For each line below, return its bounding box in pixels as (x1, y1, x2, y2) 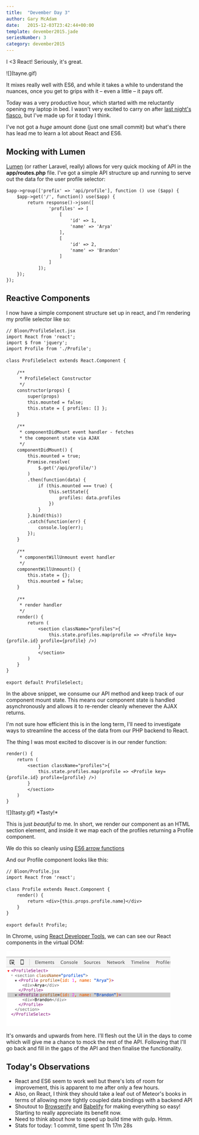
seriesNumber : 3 (6, 35, 46, 41)
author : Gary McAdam (6, 15, 58, 22)
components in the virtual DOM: (6, 939, 84, 946)
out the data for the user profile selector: (6, 175, 106, 182)
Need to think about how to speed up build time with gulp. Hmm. (14, 1115, 173, 1123)
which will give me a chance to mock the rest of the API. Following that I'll (6, 1038, 186, 1046)
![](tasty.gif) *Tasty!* (6, 808, 58, 816)
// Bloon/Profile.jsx (6, 868, 60, 874)
